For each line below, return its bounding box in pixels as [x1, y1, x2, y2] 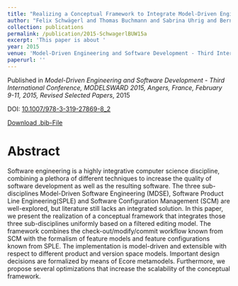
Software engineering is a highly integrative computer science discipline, [7, 166, 220, 175]
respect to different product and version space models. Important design [7, 249, 220, 258]
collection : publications [7, 23, 84, 30]
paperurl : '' [7, 57, 46, 64]
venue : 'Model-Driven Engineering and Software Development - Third [7, 50, 214, 57]
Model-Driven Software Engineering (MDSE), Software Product [40, 189, 224, 198]
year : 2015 [7, 43, 40, 50]
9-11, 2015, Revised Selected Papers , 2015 [7, 91, 130, 99]
